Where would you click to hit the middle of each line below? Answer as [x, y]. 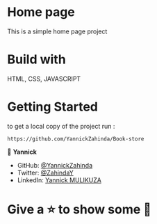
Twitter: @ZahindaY [46, 173]
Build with [36, 59]
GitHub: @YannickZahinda [55, 165]
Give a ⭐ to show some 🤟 [79, 209]
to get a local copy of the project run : [61, 126]
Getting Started [53, 107]
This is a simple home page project [57, 31]
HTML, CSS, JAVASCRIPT [44, 79]
